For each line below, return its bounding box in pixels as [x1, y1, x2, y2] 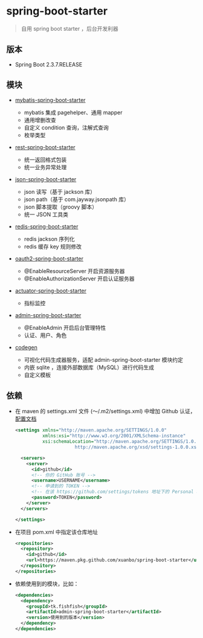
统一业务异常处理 [24, 163, 67, 170]
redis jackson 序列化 [24, 235, 76, 242]
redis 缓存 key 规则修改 [24, 243, 82, 250]
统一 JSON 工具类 [24, 210, 68, 218]
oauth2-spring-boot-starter [14, 255, 83, 262]
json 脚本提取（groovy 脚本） [24, 203, 98, 210]
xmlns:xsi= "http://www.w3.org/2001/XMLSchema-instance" [42, 433, 186, 439]
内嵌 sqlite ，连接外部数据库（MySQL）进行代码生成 [24, 364, 155, 371]
